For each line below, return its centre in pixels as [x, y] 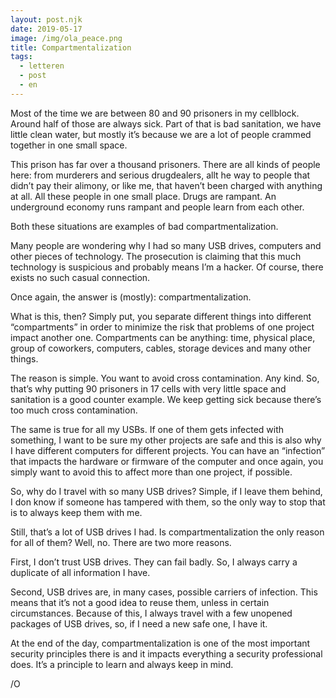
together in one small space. [69, 145]
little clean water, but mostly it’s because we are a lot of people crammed [161, 134]
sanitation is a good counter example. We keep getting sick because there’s [166, 399]
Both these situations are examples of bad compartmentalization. [144, 226]
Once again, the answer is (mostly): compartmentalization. [131, 297]
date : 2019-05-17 [46, 29]
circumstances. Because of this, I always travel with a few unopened [151, 613]
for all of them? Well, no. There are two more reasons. [121, 542]
